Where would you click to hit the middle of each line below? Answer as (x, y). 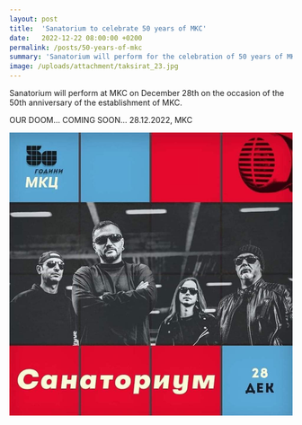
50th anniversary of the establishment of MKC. (96, 102)
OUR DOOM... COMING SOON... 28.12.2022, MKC (101, 120)
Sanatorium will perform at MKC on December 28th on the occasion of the (147, 93)
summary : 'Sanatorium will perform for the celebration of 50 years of (146, 57)
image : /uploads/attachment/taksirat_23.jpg (94, 66)
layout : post (34, 19)
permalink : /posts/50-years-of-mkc (76, 48)
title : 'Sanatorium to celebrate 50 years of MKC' (108, 28)
